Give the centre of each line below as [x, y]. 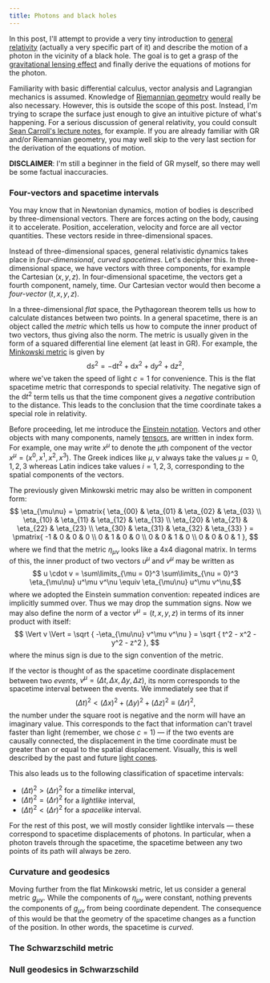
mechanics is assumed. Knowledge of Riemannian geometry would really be [135, 96]
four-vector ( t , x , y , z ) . [44, 293]
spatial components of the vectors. [66, 475]
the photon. [28, 72]
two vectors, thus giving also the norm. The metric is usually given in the [129, 334]
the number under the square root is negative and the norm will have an [127, 715]
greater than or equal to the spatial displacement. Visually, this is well [123, 749]
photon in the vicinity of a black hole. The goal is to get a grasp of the [124, 55]
